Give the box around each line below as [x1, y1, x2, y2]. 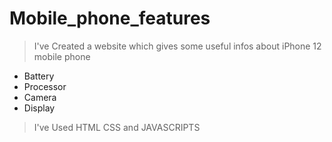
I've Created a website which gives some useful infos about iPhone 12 [33, 40, 322, 52]
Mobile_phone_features [9, 7, 211, 30]
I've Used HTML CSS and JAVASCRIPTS [33, 121, 201, 133]
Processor [23, 80, 67, 92]
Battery [23, 70, 55, 82]
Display [23, 102, 56, 114]
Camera [23, 91, 57, 103]
